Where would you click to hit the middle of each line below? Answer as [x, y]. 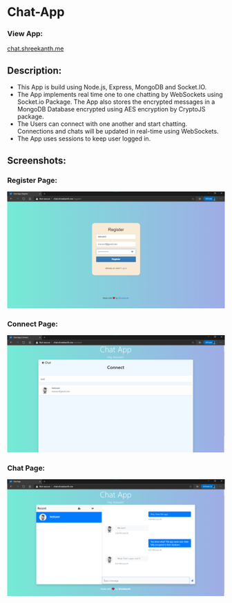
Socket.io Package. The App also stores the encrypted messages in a [116, 102]
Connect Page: [33, 324]
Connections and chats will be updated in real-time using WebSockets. [118, 132]
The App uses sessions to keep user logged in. [84, 138]
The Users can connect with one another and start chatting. [102, 124]
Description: [35, 70]
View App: [25, 34]
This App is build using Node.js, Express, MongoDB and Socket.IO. [112, 87]
